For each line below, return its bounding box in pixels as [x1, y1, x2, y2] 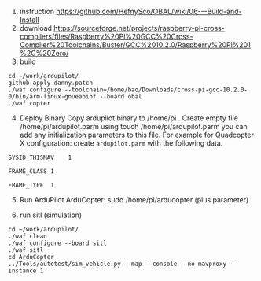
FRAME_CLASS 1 [8, 168, 55, 176]
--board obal [99, 93, 143, 101]
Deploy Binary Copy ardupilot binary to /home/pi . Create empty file [19, 113, 238, 123]
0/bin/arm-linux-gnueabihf [8, 93, 97, 101]
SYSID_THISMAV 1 [8, 153, 72, 161]
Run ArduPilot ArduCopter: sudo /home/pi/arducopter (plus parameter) [19, 195, 249, 204]
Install [19, 15, 39, 24]
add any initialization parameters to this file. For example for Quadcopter [19, 130, 254, 139]
